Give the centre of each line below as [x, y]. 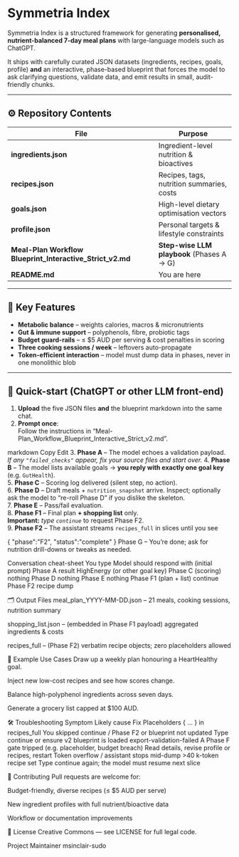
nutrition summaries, [193, 184]
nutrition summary [34, 611]
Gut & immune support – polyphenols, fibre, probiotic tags [103, 332]
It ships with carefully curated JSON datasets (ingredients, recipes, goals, [115, 61]
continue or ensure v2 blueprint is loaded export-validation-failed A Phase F [119, 740]
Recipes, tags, [182, 174]
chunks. [43, 84]
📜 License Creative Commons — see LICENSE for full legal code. [102, 832]
